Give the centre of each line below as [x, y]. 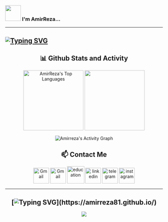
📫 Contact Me [84, 154]
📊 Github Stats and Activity [84, 58]
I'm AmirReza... [41, 19]
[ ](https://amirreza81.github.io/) [84, 202]
